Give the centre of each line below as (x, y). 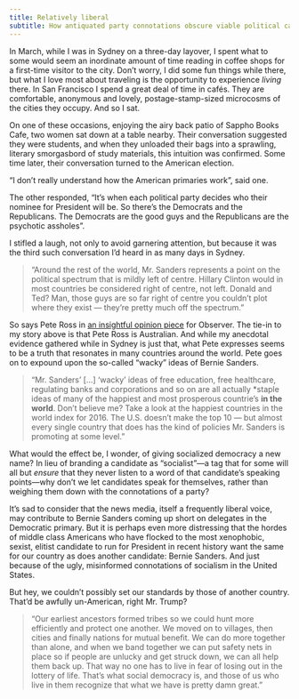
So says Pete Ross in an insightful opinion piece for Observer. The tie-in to (145, 325)
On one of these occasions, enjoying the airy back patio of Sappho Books (144, 125)
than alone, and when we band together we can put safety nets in (151, 647)
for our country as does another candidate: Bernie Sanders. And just (134, 556)
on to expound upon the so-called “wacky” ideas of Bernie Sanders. (134, 362)
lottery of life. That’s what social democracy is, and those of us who (155, 675)
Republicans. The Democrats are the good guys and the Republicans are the (149, 216)
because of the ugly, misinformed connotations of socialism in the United (143, 565)
